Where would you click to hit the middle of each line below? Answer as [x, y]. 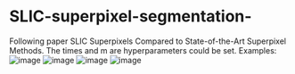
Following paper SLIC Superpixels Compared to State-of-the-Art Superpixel [148, 41]
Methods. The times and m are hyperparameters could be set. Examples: [143, 50]
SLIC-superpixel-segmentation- [131, 16]
